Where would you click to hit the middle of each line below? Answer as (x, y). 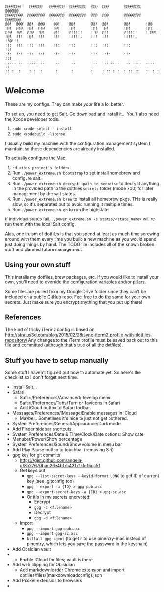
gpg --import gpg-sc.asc (52, 534)
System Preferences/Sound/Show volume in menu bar (67, 444)
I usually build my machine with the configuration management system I (78, 143)
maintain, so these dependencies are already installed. (60, 148)
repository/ (16, 340)
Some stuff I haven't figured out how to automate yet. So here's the (73, 372)
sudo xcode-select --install (42, 129)
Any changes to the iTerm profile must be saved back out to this (93, 340)
